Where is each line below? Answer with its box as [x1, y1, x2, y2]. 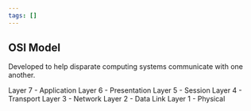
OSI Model [8, 41, 61, 55]
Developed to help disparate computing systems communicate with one [8, 62, 244, 71]
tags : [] [8, 11, 37, 20]
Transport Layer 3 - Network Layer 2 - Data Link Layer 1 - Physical [8, 94, 226, 104]
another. [8, 71, 36, 80]
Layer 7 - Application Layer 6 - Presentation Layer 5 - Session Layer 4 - [8, 86, 242, 95]
